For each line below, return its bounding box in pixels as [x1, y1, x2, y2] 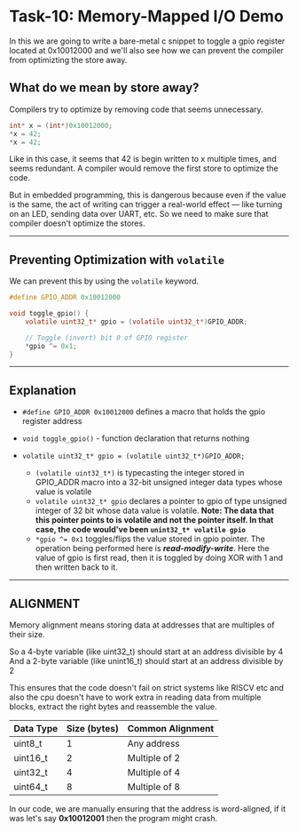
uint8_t [13, 738, 43, 750]
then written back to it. [35, 562, 118, 572]
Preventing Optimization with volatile [9, 252, 224, 268]
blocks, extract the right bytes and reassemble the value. [9, 701, 217, 712]
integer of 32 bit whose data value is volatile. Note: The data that [35, 505, 275, 516]
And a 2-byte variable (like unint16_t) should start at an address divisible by [9, 656, 284, 667]
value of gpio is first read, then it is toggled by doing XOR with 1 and [35, 553, 284, 564]
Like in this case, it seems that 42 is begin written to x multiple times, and [9, 154, 277, 164]
